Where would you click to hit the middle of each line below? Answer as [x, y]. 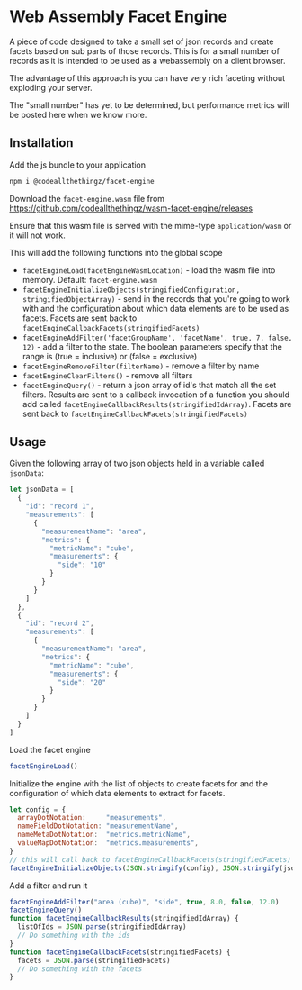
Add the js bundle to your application [78, 165]
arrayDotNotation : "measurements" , [92, 818]
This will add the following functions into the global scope [116, 252]
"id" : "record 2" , [60, 623]
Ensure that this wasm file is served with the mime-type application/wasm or [151, 225]
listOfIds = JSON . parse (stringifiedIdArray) [102, 927]
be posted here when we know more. [78, 114]
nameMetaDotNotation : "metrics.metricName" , [104, 835]
